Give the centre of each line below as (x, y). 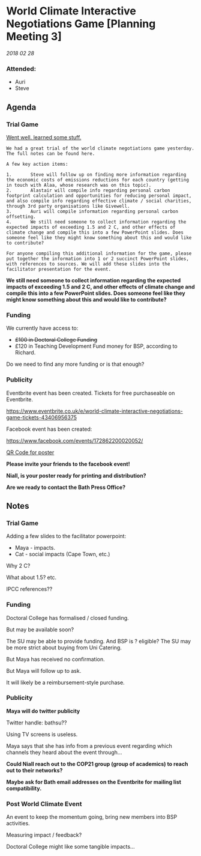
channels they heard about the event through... (64, 752)
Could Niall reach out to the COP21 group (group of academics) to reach (97, 763)
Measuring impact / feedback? (44, 835)
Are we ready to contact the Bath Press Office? (66, 487)
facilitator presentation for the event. (59, 269)
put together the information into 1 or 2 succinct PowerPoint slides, (97, 259)
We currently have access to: (42, 328)
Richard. (25, 353)
